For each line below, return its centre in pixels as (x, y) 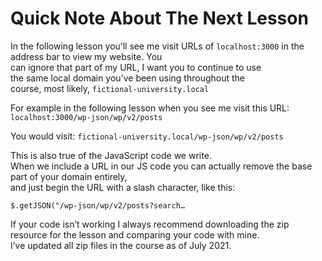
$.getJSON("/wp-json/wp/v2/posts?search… (98, 205)
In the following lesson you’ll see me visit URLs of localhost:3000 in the (157, 46)
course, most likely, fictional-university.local (110, 88)
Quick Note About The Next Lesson (159, 18)
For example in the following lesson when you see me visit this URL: (150, 108)
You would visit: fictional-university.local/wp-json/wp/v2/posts (147, 136)
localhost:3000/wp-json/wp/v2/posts (86, 117)
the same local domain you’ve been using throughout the (127, 78)
